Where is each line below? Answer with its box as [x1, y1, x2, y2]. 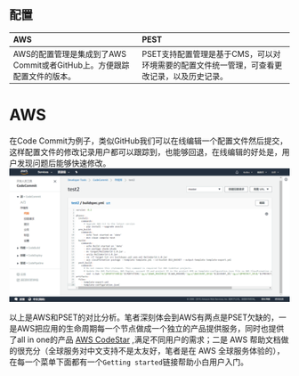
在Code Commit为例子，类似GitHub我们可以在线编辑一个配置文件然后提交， [9, 135, 288, 146]
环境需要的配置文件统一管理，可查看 [141, 60, 275, 70]
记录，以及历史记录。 [149, 70, 229, 81]
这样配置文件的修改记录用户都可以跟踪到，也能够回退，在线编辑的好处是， [9, 147, 282, 157]
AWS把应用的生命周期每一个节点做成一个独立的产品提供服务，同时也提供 [16, 323, 285, 334]
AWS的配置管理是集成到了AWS [12, 48, 127, 59]
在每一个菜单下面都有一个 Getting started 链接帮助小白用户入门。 [9, 356, 249, 367]
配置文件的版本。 [12, 70, 76, 81]
